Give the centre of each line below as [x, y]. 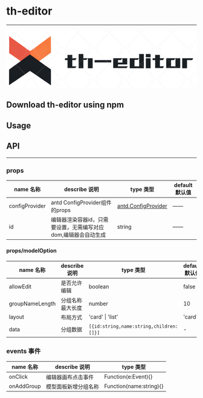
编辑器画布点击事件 [70, 377]
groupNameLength [32, 303]
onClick [18, 377]
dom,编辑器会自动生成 [79, 234]
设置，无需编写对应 [80, 227]
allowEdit [20, 287]
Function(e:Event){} [128, 377]
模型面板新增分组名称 [73, 386]
